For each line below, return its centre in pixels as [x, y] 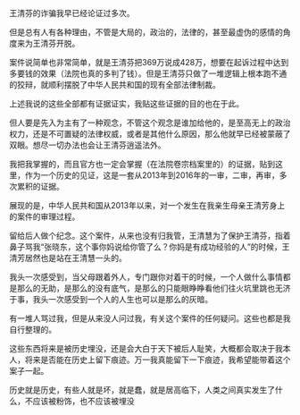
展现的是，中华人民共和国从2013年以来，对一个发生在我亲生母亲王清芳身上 [147, 205]
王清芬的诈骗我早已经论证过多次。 [72, 13]
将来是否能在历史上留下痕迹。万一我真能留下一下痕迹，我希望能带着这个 [158, 360]
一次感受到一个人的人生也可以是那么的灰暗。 [130, 299]
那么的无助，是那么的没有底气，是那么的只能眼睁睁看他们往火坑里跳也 [146, 288]
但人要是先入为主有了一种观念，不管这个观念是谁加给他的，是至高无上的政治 [150, 123]
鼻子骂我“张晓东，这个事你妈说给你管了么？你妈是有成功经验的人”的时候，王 [150, 247]
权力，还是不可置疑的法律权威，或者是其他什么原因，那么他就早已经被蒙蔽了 [150, 134]
